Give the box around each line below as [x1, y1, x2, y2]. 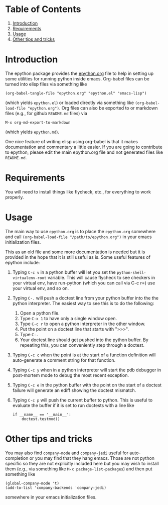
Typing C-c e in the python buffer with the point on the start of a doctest [12, 382, 162, 388]
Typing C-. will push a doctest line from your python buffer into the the [12, 295, 159, 301]
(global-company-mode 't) [5, 481, 59, 486]
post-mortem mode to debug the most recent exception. [12, 372, 129, 378]
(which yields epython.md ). [5, 129, 59, 135]
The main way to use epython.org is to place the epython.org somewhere [5, 228, 156, 234]
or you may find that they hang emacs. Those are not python [29, 455, 154, 461]
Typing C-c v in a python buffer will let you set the [12, 269, 116, 275]
